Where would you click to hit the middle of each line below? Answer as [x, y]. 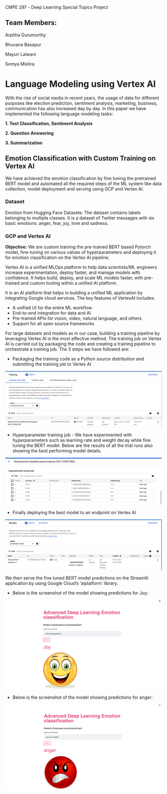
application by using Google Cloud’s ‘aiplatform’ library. [62, 584]
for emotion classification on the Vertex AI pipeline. [57, 258]
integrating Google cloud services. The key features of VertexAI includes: [80, 298]
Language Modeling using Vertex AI [81, 84]
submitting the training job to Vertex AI [52, 364]
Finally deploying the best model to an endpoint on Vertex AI [74, 513]
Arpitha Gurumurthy [26, 35]
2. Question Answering [29, 133]
